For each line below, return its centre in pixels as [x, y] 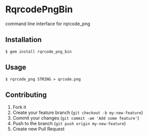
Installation [23, 40]
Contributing [26, 95]
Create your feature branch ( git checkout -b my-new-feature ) [78, 113]
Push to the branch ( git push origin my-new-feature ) [69, 124]
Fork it [19, 107]
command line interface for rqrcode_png [48, 24]
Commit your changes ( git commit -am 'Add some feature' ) [76, 118]
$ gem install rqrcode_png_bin [39, 52]
